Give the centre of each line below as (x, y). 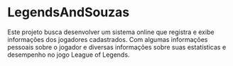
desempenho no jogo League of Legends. (69, 55)
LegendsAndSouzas (69, 12)
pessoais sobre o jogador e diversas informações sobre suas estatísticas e (117, 47)
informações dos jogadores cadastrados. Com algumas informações (108, 39)
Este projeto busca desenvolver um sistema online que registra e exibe (111, 32)
